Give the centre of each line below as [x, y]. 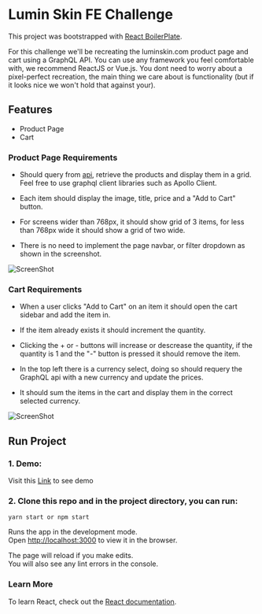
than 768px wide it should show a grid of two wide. [102, 231]
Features [30, 110]
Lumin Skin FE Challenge [90, 15]
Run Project [37, 441]
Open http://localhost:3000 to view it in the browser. [93, 540]
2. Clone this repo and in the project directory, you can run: [123, 501]
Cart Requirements [45, 289]
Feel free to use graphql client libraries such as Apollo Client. [118, 183]
